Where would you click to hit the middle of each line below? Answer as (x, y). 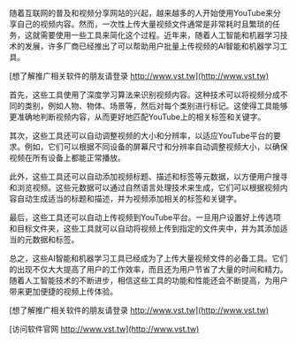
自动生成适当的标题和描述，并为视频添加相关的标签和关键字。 (129, 198)
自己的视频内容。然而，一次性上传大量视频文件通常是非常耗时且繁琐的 (144, 24)
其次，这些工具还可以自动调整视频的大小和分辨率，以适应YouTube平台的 (141, 136)
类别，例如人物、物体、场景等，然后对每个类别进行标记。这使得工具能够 (156, 106)
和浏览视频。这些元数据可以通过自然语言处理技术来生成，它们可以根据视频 (145, 187)
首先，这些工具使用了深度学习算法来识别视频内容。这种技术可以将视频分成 (145, 95)
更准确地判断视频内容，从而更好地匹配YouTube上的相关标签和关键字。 (137, 117)
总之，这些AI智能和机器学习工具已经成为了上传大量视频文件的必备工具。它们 (148, 258)
